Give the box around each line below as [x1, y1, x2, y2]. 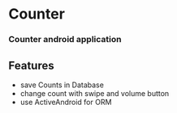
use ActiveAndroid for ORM [19, 97, 112, 107]
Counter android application [8, 34, 122, 45]
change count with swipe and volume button [19, 88, 170, 98]
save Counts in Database [19, 80, 104, 90]
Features [8, 58, 54, 73]
